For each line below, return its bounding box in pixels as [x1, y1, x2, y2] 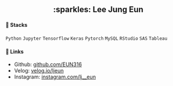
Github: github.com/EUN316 [14, 61, 82, 68]
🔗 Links [5, 48, 24, 55]
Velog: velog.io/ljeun [14, 67, 64, 74]
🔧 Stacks [5, 22, 28, 29]
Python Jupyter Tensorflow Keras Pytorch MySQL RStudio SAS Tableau [5, 36, 168, 42]
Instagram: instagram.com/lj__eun [14, 73, 97, 81]
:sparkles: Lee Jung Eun [53, 5, 144, 15]
